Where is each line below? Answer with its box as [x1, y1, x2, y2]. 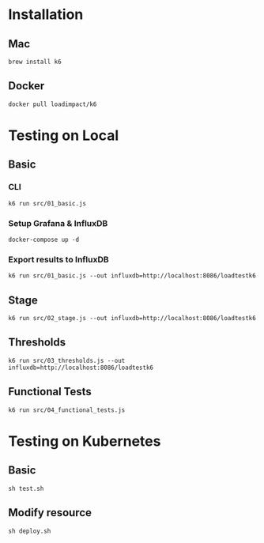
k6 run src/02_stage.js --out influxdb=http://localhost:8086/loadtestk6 [8, 315, 257, 322]
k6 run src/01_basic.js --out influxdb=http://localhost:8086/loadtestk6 [8, 272, 257, 280]
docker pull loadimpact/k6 [8, 100, 97, 108]
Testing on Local [8, 126, 119, 144]
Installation [8, 6, 84, 24]
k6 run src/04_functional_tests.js [8, 405, 126, 414]
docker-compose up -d [8, 236, 80, 243]
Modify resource [8, 506, 92, 519]
